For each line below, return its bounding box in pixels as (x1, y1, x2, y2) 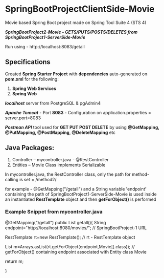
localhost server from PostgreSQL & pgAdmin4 (5, 100, 101, 106)
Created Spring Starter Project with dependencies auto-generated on (5, 71, 148, 77)
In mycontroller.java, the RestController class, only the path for (5, 171, 131, 177)
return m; (5, 258, 24, 264)
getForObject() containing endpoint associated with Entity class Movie (5, 249, 147, 255)
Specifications (5, 58, 50, 66)
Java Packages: (5, 144, 55, 152)
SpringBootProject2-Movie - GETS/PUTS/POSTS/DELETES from (5, 29, 138, 35)
